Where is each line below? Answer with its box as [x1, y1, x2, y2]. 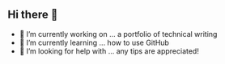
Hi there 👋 [7, 8, 58, 22]
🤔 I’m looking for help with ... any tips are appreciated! [19, 46, 199, 56]
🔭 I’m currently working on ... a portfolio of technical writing [19, 29, 218, 38]
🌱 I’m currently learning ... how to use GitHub [19, 38, 169, 47]
